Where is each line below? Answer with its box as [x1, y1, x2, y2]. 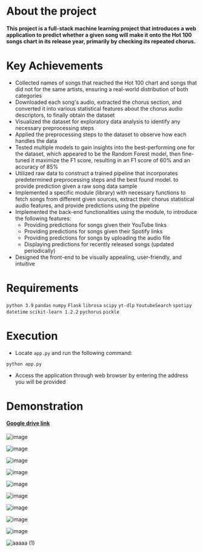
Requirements [6, 281, 79, 295]
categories [15, 92, 42, 99]
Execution [6, 329, 58, 343]
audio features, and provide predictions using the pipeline [15, 202, 159, 209]
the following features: [15, 215, 72, 222]
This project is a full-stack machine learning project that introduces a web [6, 24, 197, 32]
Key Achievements [6, 59, 103, 72]
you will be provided [15, 378, 66, 385]
